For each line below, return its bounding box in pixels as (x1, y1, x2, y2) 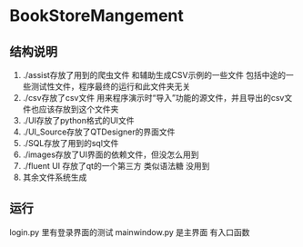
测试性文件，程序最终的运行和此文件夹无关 (30, 81, 191, 92)
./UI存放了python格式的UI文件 (22, 115, 135, 125)
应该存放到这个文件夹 (38, 104, 119, 114)
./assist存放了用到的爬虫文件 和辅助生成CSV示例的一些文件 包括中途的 (22, 70, 287, 80)
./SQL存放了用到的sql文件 (22, 138, 119, 148)
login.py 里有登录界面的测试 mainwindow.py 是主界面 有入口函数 (9, 226, 250, 237)
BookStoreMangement (9, 5, 185, 26)
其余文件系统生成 (22, 172, 87, 183)
